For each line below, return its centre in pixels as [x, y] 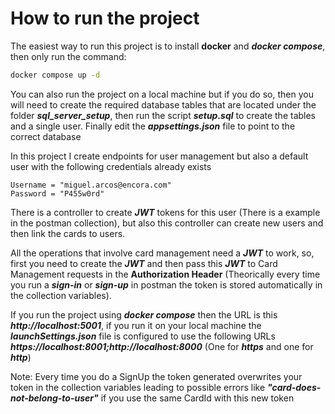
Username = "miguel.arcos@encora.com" [91, 185]
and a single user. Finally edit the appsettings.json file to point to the [153, 126]
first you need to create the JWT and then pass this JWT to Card [144, 263]
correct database [46, 136]
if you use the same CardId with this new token [197, 398]
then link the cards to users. [68, 233]
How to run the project [105, 18]
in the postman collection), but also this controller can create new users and [167, 223]
